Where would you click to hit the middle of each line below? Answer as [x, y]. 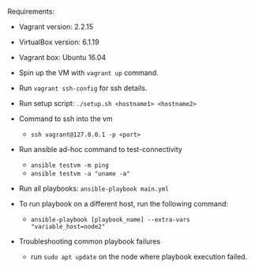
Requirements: [31, 11]
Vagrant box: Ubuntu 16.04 [62, 57]
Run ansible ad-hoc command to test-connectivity [100, 149]
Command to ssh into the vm [66, 119]
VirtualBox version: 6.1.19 [59, 42]
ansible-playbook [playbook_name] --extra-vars [110, 220]
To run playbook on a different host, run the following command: [124, 204]
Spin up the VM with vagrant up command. [88, 73]
